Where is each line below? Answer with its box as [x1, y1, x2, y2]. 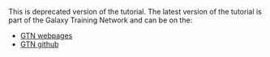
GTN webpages [19, 31, 73, 40]
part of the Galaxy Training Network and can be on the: [8, 15, 193, 25]
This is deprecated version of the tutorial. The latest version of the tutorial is [8, 7, 262, 16]
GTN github [19, 39, 59, 49]
